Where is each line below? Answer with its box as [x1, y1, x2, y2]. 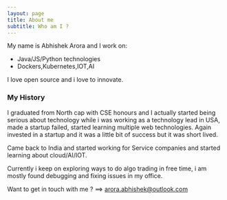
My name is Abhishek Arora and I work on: [7, 42, 127, 50]
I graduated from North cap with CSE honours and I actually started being [7, 108, 216, 117]
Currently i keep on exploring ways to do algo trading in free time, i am [7, 164, 207, 173]
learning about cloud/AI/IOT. [7, 151, 87, 159]
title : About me [7, 16, 54, 23]
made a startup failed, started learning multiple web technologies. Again [7, 123, 212, 131]
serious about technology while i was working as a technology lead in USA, [7, 115, 220, 124]
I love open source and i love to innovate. [7, 76, 124, 84]
